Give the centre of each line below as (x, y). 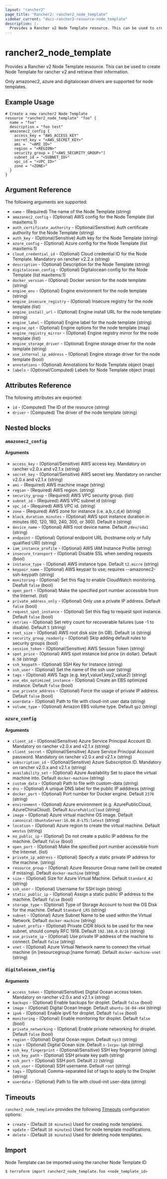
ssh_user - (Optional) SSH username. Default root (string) (71, 1066)
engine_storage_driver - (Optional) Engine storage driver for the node (84, 343)
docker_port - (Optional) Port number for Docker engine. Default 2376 (83, 794)
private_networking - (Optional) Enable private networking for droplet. (84, 1029)
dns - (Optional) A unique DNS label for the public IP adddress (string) (83, 788)
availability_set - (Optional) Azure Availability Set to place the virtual (84, 773)
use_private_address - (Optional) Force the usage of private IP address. (85, 691)
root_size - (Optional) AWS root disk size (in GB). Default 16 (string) (82, 633)
